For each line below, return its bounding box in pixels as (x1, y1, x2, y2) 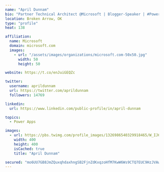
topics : (5, 115, 21, 120)
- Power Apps (9, 119, 36, 125)
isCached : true (14, 146, 45, 151)
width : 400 (14, 137, 36, 142)
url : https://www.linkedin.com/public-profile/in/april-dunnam (9, 106, 141, 111)
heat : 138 (5, 25, 25, 30)
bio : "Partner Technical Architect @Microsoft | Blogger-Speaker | (5, 12, 145, 17)
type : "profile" (5, 21, 38, 26)
